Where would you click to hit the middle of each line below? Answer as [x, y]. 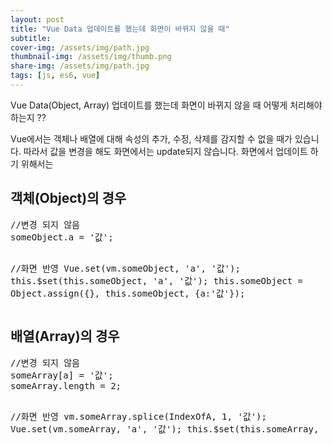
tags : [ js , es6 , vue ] [55, 76]
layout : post [37, 19]
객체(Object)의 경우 [68, 198]
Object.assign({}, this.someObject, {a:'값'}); [128, 293]
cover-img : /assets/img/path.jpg [80, 47]
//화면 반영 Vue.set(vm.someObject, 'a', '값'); [125, 268]
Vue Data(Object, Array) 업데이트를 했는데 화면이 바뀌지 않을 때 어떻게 [149, 105]
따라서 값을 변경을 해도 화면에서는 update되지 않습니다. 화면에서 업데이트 [165, 151]
